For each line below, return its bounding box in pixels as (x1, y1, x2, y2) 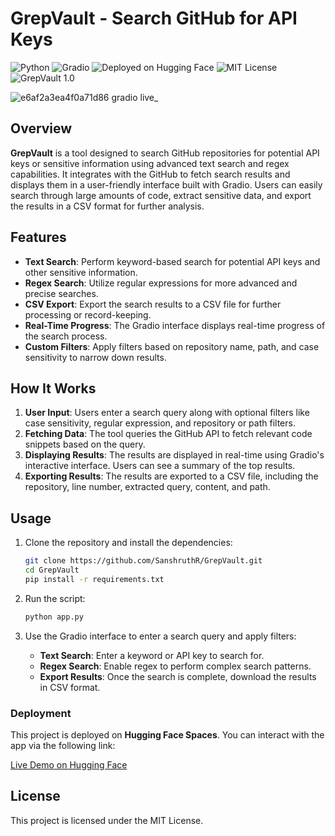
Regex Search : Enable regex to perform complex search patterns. (39, 660, 312, 672)
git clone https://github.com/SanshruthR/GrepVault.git (24, 556, 263, 566)
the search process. (24, 330, 108, 342)
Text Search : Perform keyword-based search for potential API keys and (24, 255, 321, 267)
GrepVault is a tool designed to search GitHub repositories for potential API (10, 147, 320, 159)
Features (10, 229, 67, 246)
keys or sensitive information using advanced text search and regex (10, 157, 290, 169)
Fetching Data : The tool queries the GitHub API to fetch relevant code (24, 428, 313, 440)
